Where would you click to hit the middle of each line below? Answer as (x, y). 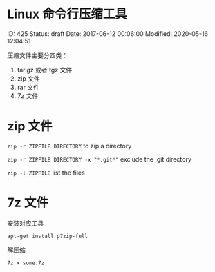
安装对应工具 (25, 223)
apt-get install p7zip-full (48, 236)
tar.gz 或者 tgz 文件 (45, 70)
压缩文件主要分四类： (37, 55)
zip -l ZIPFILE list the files (46, 173)
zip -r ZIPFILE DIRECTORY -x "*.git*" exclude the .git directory (100, 159)
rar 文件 (28, 87)
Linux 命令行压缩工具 (67, 14)
